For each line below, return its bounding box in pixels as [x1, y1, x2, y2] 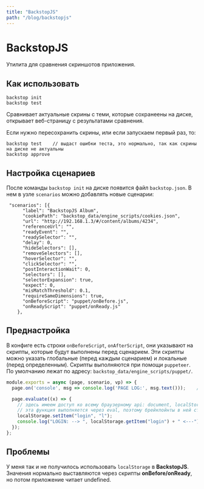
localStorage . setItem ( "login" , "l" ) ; [17, 413, 113, 419]
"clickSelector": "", [22, 261, 78, 267]
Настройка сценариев [6, 168, 96, 178]
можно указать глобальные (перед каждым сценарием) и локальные [6, 354, 187, 362]
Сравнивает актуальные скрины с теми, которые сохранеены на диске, [6, 111, 193, 118]
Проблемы [6, 447, 50, 457]
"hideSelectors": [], [22, 245, 78, 252]
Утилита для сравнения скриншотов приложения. [6, 61, 135, 68]
